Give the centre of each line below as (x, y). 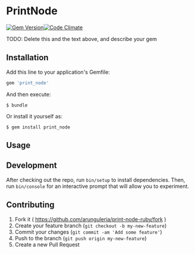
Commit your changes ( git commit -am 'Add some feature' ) (88, 232)
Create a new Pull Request (47, 244)
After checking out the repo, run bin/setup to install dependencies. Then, (96, 180)
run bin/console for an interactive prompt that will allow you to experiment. (97, 186)
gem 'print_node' (28, 83)
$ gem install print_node (38, 127)
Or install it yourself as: (34, 116)
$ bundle (17, 105)
